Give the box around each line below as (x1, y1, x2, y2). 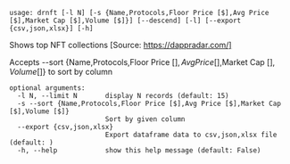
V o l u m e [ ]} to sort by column (9, 67, 113, 77)
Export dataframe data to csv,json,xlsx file (104, 130, 278, 139)
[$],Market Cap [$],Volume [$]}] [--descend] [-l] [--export (9, 16, 242, 25)
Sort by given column (104, 115, 186, 124)
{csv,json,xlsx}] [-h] (9, 24, 94, 33)
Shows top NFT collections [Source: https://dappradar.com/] (9, 40, 232, 50)
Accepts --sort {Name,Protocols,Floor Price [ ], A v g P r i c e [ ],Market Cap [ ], (9, 57, 276, 67)
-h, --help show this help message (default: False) (17, 146, 261, 155)
